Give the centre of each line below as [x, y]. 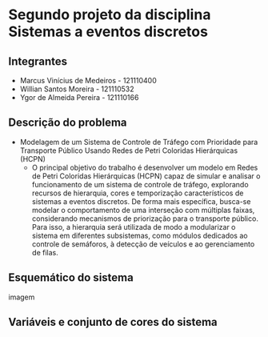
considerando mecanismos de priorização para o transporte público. [145, 219]
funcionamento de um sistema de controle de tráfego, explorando [140, 184]
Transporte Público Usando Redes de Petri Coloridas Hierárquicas [129, 150]
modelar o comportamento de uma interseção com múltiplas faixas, [143, 210]
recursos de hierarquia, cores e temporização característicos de [138, 193]
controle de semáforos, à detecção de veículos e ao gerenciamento [143, 244]
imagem [22, 297]
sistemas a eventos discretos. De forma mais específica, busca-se [141, 201]
